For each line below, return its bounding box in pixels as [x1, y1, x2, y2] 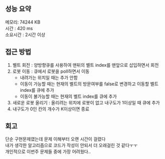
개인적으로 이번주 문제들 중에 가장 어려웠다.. [5, 148, 91, 154]
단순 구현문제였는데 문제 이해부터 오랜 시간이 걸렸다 [5, 136, 106, 142]
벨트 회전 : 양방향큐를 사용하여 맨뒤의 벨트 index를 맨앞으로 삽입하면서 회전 [12, 62, 159, 68]
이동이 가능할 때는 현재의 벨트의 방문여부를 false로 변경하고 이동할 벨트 [20, 81, 159, 87]
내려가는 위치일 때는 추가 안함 [20, 74, 78, 80]
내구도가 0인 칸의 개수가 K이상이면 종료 [12, 106, 89, 112]
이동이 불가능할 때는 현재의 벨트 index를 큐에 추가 [20, 93, 117, 99]
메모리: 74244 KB [5, 19, 41, 25]
